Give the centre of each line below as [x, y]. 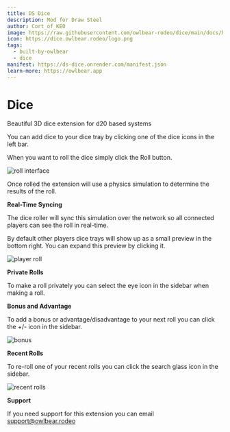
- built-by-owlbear [41, 52]
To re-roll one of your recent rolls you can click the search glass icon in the [113, 367]
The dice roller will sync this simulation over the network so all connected [111, 218]
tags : [15, 45]
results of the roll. [32, 191]
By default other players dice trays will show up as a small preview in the [110, 239]
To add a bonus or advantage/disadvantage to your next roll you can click [111, 320]
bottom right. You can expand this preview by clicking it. [86, 246]
